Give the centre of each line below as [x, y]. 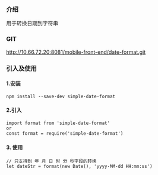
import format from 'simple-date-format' [58, 123]
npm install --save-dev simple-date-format [61, 96]
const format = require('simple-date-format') [65, 133]
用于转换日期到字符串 [32, 23]
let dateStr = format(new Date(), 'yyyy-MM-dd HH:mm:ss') [79, 167]
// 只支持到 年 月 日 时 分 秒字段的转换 [51, 161]
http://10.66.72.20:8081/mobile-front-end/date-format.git [76, 52]
